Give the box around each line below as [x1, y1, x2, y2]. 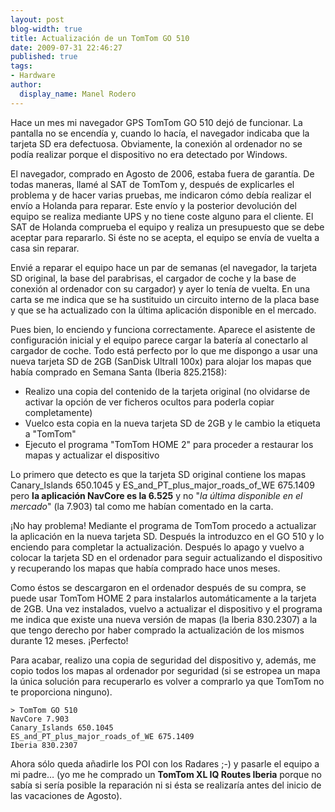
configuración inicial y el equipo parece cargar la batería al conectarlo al [10, 334, 308, 346]
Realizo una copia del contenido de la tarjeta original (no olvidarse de [24, 385, 311, 397]
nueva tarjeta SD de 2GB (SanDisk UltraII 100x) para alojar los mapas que [10, 355, 312, 367]
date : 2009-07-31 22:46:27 [10, 42, 123, 53]
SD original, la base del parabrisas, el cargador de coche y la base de [10, 272, 297, 284]
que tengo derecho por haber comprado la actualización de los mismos [10, 624, 305, 636]
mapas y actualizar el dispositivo [24, 449, 160, 461]
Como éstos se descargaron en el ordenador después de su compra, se [10, 581, 307, 593]
